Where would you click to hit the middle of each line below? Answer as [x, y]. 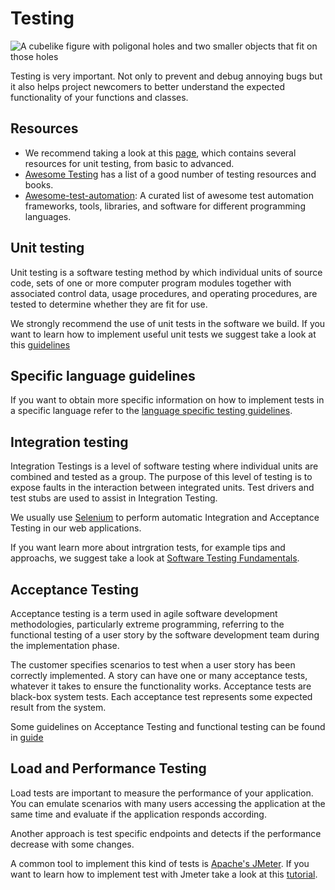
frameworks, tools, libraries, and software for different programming [165, 206]
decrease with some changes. [72, 844]
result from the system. [58, 707]
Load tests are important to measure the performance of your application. [162, 793]
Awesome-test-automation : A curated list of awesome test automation [169, 195]
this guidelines [40, 344]
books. [39, 184]
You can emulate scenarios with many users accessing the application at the [168, 803]
